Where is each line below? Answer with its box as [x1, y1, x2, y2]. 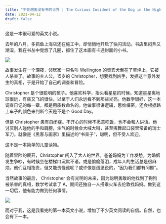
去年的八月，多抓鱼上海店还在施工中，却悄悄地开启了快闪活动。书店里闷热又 [5, 41, 161, 47]
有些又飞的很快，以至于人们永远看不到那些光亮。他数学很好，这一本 [22, 96, 161, 102]
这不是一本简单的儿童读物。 [5, 142, 62, 148]
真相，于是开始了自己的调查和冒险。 [13, 80, 87, 86]
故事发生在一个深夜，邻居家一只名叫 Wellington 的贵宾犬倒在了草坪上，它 [5, 67, 155, 73]
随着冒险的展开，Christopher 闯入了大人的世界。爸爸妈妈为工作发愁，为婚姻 [5, 152, 161, 158]
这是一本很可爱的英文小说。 [5, 31, 62, 37]
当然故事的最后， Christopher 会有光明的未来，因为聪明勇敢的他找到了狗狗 [5, 175, 157, 181]
